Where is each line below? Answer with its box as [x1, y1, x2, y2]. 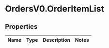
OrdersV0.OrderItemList [5, 3, 105, 14]
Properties [5, 23, 38, 31]
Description [43, 37, 70, 43]
